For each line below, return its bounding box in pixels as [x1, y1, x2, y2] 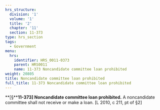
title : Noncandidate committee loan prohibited [5, 76, 105, 81]
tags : [5, 39, 16, 44]
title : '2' [9, 21, 32, 26]
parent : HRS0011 [14, 62, 48, 67]
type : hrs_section [5, 35, 43, 40]
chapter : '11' [9, 26, 39, 31]
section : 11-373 [9, 30, 43, 35]
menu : [5, 48, 16, 53]
